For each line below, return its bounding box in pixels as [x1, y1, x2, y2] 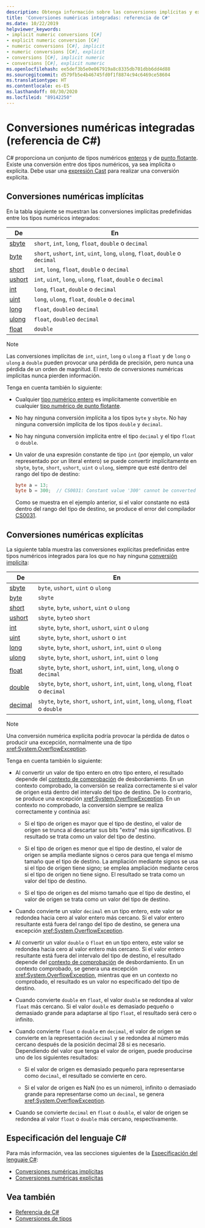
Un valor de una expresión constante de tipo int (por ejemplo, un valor [15, 451, 193, 458]
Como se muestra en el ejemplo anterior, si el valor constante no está [15, 499, 190, 506]
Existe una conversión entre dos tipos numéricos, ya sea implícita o [6, 160, 176, 168]
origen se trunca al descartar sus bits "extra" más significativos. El [24, 826, 192, 834]
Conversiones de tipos [15, 1215, 72, 1222]
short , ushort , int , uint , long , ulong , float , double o [34, 249, 181, 257]
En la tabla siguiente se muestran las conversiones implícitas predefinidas [6, 208, 192, 215]
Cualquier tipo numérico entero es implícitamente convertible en [15, 396, 177, 403]
